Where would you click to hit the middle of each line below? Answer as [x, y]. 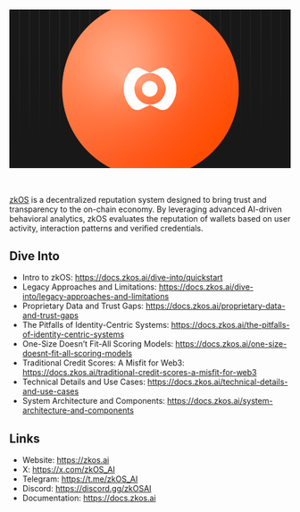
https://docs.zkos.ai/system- [220, 401]
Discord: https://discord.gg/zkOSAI [87, 489]
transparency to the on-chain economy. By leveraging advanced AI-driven [146, 209]
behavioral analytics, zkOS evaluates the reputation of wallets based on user [150, 218]
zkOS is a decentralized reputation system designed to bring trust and [138, 199]
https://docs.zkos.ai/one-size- [231, 344]
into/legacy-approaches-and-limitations [96, 297]
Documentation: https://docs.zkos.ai [89, 498]
